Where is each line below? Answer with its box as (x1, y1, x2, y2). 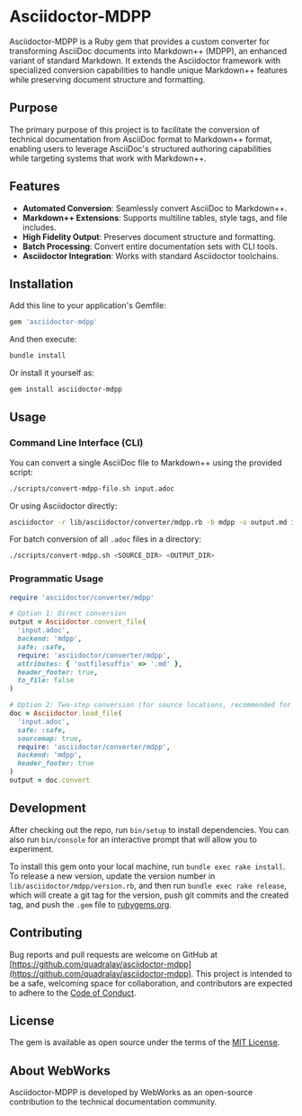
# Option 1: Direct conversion (9, 609, 127, 618)
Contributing (9, 926, 83, 941)
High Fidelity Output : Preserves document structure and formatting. (22, 231, 276, 242)
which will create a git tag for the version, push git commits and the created (9, 890, 289, 900)
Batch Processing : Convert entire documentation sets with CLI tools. (22, 241, 278, 252)
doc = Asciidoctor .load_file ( (9, 709, 123, 718)
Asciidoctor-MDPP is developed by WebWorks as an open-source (9, 1087, 253, 1098)
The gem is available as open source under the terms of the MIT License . (9, 1037, 280, 1048)
